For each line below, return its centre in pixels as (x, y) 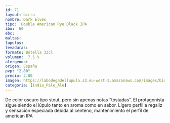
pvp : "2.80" (18, 71)
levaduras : (17, 48)
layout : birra (20, 15)
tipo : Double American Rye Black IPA (46, 24)
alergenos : (17, 62)
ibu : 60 (14, 29)
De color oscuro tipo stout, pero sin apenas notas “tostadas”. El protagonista (85, 100)
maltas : (13, 38)
